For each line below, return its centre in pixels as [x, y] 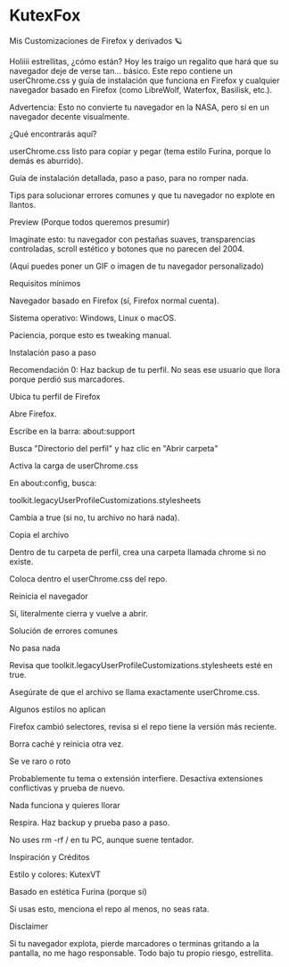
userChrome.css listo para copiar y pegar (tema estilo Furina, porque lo [140, 151]
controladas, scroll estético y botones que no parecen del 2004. [127, 248]
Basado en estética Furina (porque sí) [78, 891]
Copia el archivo [39, 534]
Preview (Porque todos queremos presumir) [90, 222]
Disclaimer [29, 926]
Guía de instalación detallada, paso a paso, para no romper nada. [129, 178]
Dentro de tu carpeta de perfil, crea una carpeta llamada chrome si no [138, 552]
